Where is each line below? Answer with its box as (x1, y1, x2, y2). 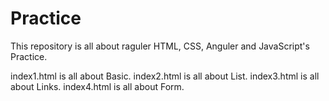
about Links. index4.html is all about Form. (10, 80, 185, 92)
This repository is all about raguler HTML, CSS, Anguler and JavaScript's (10, 40, 310, 52)
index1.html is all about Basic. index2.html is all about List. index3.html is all (10, 70, 320, 82)
